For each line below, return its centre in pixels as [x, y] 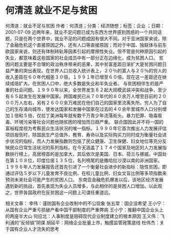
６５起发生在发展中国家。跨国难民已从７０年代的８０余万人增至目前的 [83, 96]
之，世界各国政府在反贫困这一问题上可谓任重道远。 [59, 192]
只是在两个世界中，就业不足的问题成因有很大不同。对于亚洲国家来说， [88, 38]
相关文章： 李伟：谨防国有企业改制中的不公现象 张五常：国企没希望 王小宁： [86, 203]
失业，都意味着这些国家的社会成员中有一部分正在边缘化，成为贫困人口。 [81, 57]
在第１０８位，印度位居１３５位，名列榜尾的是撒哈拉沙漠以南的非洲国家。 [84, 160]
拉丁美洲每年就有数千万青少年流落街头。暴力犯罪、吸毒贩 [101, 115]
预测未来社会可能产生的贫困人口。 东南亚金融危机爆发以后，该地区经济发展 [84, 180]
